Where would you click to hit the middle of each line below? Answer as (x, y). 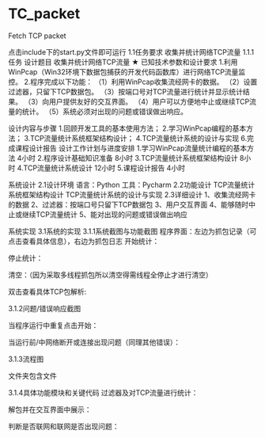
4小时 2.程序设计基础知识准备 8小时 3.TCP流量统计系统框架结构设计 (128, 158)
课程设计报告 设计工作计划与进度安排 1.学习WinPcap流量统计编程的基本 (131, 148)
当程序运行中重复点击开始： (53, 325)
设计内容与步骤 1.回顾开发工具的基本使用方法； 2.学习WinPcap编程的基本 (127, 128)
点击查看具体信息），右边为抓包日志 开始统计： (84, 241)
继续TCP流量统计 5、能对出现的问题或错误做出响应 (105, 214)
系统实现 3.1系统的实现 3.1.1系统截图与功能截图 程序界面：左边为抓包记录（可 (132, 231)
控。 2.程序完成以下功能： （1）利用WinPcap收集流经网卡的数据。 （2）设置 (133, 82)
